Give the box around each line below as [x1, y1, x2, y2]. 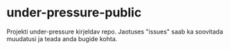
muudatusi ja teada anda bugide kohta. [6, 34, 118, 42]
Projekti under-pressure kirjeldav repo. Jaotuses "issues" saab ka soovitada [6, 27, 223, 36]
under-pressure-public [6, 5, 142, 21]
